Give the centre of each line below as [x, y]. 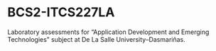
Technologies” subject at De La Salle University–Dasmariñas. [97, 39]
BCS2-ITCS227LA [61, 12]
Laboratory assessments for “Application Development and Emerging [108, 32]
